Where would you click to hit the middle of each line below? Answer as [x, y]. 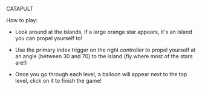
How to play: [22, 20]
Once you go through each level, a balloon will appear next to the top [101, 74]
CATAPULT [20, 9]
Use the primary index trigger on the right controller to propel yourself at [105, 50]
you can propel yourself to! [49, 38]
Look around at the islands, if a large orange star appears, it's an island [103, 32]
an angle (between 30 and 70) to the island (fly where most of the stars [104, 56]
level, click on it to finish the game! [58, 81]
